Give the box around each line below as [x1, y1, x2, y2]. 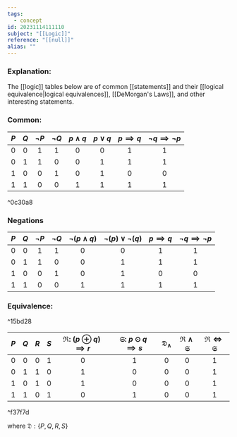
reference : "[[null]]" [7, 37, 74, 44]
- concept [13, 17, 42, 24]
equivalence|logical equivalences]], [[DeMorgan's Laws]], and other [7, 90, 206, 99]
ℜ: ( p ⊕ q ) [62, 335, 101, 345]
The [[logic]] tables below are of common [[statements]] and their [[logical [7, 83, 224, 91]
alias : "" [7, 43, 37, 50]
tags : [7, 10, 23, 18]
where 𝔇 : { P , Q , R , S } [7, 421, 68, 431]
